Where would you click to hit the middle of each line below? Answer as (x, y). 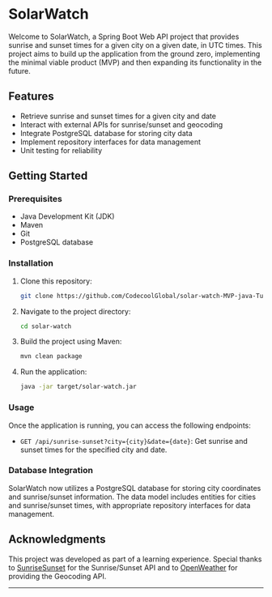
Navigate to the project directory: (75, 311)
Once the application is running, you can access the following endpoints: (130, 425)
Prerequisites (35, 199)
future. (19, 70)
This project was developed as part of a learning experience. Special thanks (135, 559)
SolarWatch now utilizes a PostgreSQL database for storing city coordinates (135, 488)
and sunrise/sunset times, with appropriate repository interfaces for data (130, 505)
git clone (37, 296)
